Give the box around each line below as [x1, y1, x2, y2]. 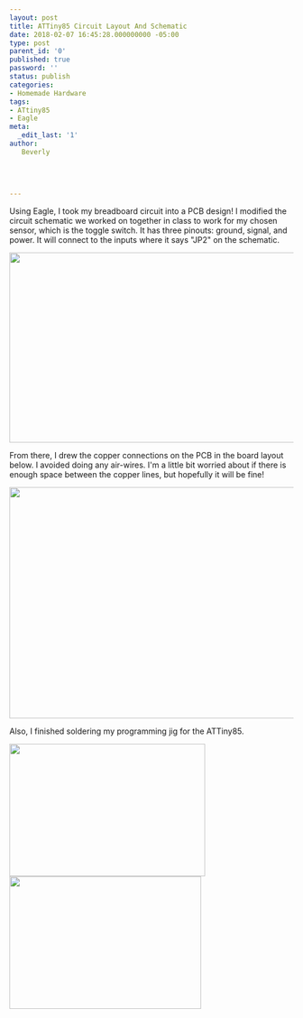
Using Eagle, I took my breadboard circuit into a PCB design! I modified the [9, 206, 287, 217]
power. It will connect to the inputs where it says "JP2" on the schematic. [9, 235, 280, 245]
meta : [9, 123, 30, 132]
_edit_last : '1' [17, 131, 78, 140]
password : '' [9, 64, 59, 73]
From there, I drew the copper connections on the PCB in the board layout [9, 450, 284, 461]
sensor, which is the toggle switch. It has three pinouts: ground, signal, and [9, 225, 288, 236]
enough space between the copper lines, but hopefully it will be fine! [9, 469, 264, 480]
